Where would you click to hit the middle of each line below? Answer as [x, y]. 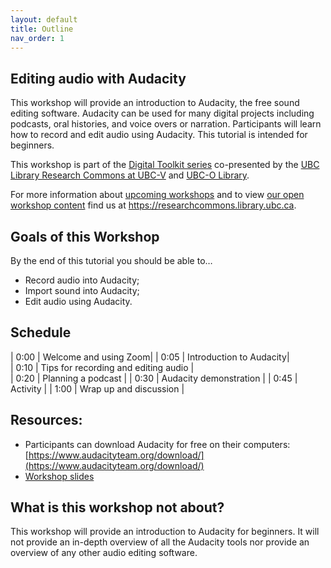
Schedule [41, 332]
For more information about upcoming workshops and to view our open [157, 195]
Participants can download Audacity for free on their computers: [157, 444]
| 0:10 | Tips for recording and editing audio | [102, 367]
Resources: [46, 420]
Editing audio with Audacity [98, 78]
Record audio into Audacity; [82, 280]
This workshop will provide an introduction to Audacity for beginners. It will [165, 532]
